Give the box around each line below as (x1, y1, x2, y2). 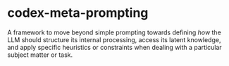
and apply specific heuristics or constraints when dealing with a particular (7, 43, 222, 51)
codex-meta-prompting (7, 5, 149, 21)
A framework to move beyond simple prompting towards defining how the (7, 28, 222, 37)
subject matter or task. (7, 51, 73, 59)
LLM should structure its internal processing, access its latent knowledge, (7, 35, 221, 44)
